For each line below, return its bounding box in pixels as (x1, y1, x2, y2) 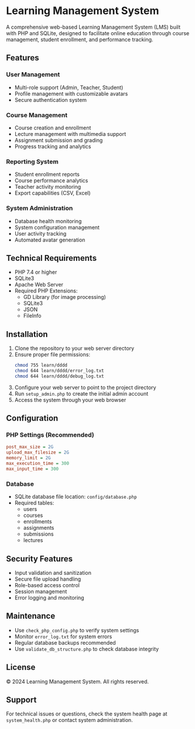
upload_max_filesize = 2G (6, 449, 69, 455)
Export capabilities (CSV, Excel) (14, 189, 91, 197)
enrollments (23, 518, 52, 525)
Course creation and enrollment (14, 124, 91, 131)
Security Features (6, 554, 73, 564)
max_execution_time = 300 (6, 461, 69, 466)
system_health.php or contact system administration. (6, 717, 133, 724)
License (6, 662, 36, 672)
